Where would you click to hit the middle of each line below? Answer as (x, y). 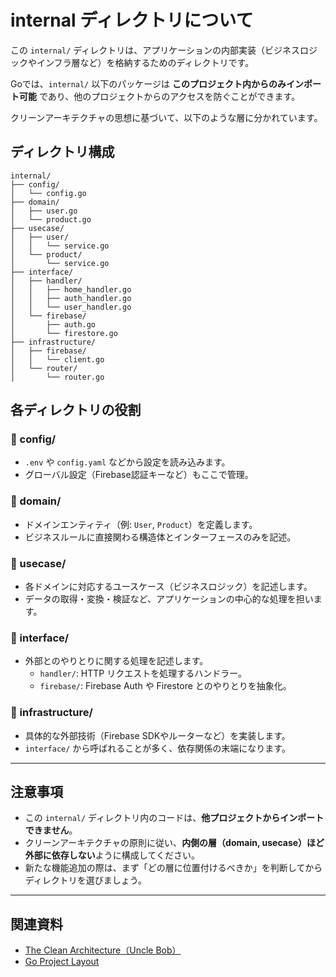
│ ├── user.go (44, 211)
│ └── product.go (51, 219)
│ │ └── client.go (57, 359)
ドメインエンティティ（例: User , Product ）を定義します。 (141, 524)
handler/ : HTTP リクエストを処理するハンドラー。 (143, 673)
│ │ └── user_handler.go (71, 307)
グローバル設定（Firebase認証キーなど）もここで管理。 (139, 475)
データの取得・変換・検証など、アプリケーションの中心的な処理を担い (169, 599)
